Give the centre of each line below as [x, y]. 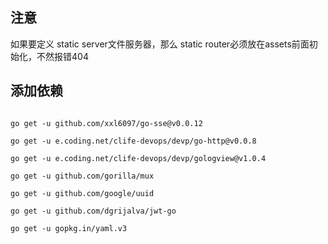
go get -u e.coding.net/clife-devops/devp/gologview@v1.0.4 [138, 158]
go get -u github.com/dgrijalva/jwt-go [93, 211]
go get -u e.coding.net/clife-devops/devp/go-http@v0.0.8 [133, 141]
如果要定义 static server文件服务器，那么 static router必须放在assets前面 [160, 44]
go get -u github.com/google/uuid [82, 193]
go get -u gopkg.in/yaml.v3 [69, 228]
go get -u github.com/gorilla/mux [82, 176]
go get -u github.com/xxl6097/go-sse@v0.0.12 [106, 123]
